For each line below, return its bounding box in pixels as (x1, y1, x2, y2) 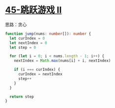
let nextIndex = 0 (9, 40, 48, 45)
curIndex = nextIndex (18, 72, 63, 77)
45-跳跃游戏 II (5, 4, 62, 16)
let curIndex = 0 (9, 36, 45, 41)
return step (9, 94, 34, 99)
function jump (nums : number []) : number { (5, 31, 91, 36)
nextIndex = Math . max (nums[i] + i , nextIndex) (14, 58, 111, 64)
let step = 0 (9, 45, 36, 50)
